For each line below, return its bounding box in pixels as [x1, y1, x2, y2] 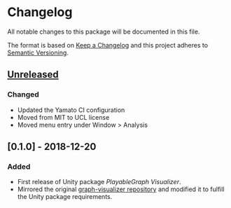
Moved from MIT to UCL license [17, 113, 110, 121]
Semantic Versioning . [7, 48, 69, 57]
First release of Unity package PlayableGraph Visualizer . [17, 178, 181, 186]
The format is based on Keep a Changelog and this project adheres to [7, 41, 209, 49]
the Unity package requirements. [17, 193, 113, 201]
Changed [7, 90, 40, 99]
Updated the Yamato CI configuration [17, 106, 125, 114]
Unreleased [7, 69, 59, 81]
